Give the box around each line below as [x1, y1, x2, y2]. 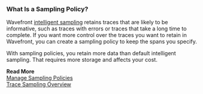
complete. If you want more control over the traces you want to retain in [6, 32, 187, 39]
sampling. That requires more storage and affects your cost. [6, 56, 158, 64]
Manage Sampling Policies [6, 75, 73, 82]
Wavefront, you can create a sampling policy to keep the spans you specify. [6, 38, 197, 45]
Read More [6, 68, 35, 75]
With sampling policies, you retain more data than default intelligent [6, 50, 176, 57]
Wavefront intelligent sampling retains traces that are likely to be [6, 19, 168, 26]
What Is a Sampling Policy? [6, 5, 89, 13]
